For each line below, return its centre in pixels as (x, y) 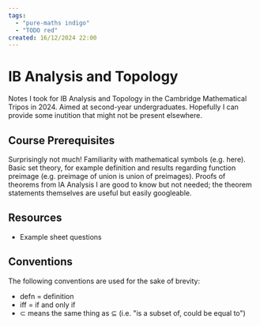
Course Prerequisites (62, 140)
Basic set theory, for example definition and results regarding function (122, 168)
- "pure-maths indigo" (53, 23)
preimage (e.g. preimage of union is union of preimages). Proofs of (117, 176)
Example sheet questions (60, 237)
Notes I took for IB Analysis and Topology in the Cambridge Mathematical (128, 99)
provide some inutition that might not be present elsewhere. (106, 116)
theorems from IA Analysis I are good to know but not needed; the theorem (130, 184)
